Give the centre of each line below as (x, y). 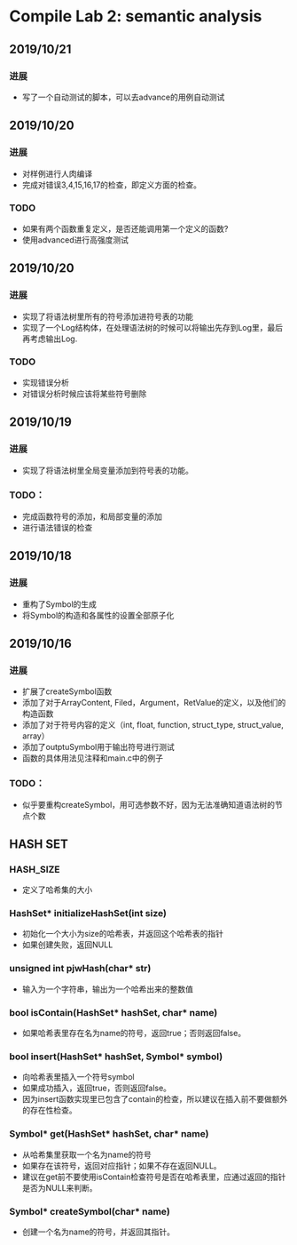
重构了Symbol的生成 (59, 604)
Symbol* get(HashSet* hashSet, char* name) (109, 1134)
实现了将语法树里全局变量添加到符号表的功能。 (107, 470)
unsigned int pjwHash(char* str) (80, 969)
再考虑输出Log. (50, 339)
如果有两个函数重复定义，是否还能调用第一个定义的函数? (125, 228)
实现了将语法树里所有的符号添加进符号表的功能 (107, 316)
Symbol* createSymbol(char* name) (90, 1211)
